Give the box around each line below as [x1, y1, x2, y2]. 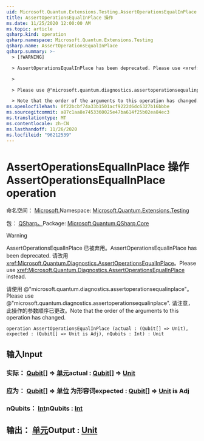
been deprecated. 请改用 [6, 252, 69, 259]
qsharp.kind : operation [6, 32, 67, 38]
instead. [6, 273, 27, 280]
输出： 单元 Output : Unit [6, 425, 98, 435]
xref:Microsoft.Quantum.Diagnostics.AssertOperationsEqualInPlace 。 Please [6, 259, 196, 267]
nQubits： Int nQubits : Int [6, 405, 83, 413]
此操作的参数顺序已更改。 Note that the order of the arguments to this [6, 307, 179, 315]
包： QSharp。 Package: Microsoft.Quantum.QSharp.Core [6, 220, 149, 227]
